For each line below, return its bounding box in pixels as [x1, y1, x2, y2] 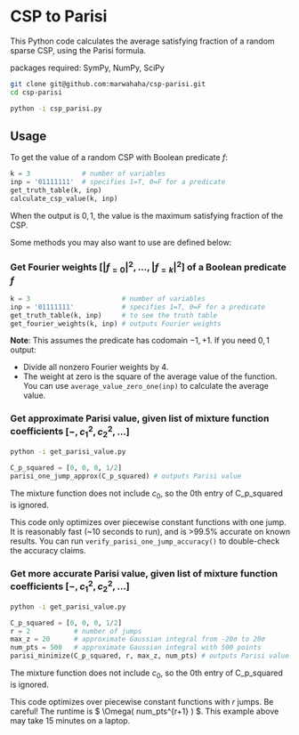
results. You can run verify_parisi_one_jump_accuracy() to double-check [10, 536, 280, 546]
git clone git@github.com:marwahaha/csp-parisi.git [10, 79, 206, 88]
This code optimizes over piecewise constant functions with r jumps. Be [10, 696, 274, 707]
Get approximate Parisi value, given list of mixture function [10, 412, 270, 424]
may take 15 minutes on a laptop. [10, 715, 131, 726]
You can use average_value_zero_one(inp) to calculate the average [22, 381, 270, 392]
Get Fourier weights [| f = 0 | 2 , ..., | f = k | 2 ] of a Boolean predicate [10, 259, 287, 275]
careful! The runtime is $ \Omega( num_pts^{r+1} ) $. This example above [10, 706, 279, 716]
